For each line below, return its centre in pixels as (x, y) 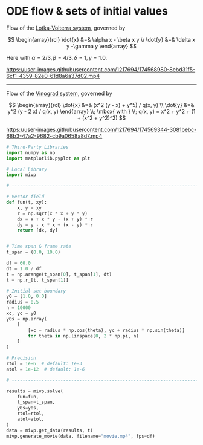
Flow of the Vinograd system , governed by (60, 93)
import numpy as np (31, 152)
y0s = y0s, (28, 408)
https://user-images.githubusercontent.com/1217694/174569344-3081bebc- (101, 129)
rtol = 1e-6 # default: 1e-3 (44, 364)
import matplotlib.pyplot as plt (48, 158)
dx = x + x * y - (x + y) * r (55, 219)
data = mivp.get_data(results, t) (50, 430)
